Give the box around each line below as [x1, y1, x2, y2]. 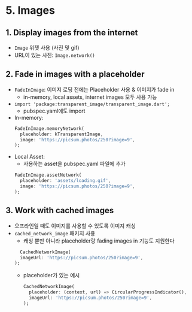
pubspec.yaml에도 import [23, 107, 86, 114]
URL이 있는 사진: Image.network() [14, 52, 95, 59]
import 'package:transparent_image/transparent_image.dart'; [14, 101, 170, 107]
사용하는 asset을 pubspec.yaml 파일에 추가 [23, 160, 126, 168]
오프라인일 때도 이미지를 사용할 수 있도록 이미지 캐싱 [14, 222, 136, 229]
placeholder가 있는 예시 [23, 272, 80, 279]
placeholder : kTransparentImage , [20, 131, 103, 137]
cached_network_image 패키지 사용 [14, 229, 96, 237]
